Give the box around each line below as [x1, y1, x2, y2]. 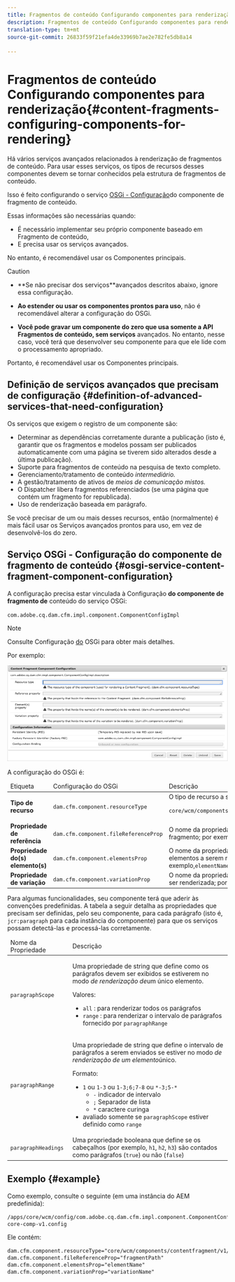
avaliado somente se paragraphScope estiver [83, 1112, 209, 1121]
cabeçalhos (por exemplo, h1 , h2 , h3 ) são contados [72, 1143, 218, 1152]
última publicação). [17, 455, 73, 464]
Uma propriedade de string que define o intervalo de [72, 1041, 224, 1049]
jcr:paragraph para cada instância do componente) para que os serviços [7, 916, 218, 925]
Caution [7, 267, 30, 276]
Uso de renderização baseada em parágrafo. [17, 499, 148, 508]
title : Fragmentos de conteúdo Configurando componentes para [7, 11, 192, 18]
